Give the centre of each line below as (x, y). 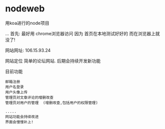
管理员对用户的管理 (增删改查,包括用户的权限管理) (52, 103)
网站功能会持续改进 (22, 117)
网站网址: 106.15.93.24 (28, 50)
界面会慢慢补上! (19, 122)
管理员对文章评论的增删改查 (29, 97)
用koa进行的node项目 (27, 23)
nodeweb (25, 9)
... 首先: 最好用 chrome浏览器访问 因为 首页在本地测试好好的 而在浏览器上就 (82, 33)
